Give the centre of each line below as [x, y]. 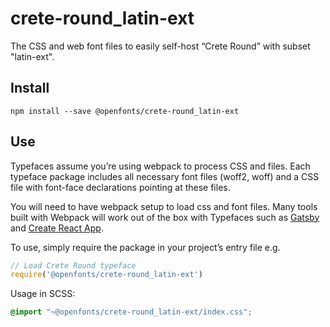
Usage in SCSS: [43, 294]
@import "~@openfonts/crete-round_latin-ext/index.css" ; [131, 312]
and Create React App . [57, 228]
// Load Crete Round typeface [73, 265]
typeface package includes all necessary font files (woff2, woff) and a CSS [165, 176]
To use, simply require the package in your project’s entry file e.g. [145, 247]
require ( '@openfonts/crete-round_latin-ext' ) [106, 275]
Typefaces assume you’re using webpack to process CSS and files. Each [160, 166]
